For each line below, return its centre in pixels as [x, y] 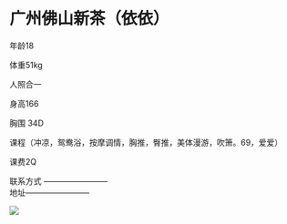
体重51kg [26, 65]
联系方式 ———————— [58, 181]
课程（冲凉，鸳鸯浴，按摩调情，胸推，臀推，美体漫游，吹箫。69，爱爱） [146, 142]
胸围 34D [26, 123]
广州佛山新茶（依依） [90, 19]
